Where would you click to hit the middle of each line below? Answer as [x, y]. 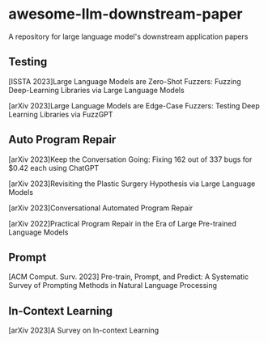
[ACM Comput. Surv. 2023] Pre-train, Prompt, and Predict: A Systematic [129, 277]
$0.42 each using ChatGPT [54, 167]
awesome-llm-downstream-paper [125, 14]
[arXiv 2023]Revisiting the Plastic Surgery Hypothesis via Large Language [132, 184]
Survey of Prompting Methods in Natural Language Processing [113, 286]
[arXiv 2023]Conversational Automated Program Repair [100, 208]
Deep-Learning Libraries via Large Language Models [96, 90]
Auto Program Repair [62, 140]
